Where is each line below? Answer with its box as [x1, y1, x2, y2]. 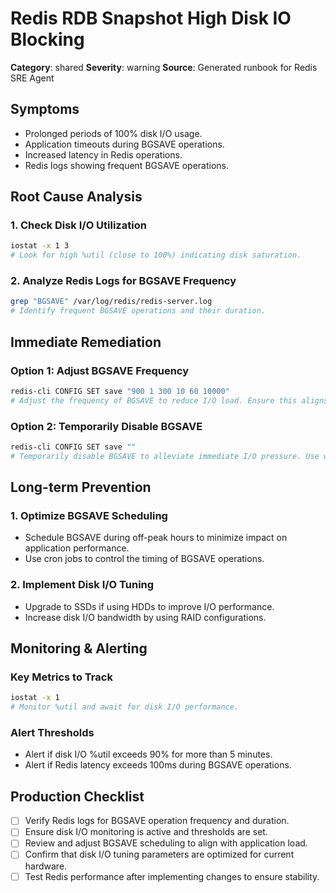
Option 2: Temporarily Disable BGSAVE [10, 419, 203, 433]
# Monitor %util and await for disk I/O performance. [10, 702, 240, 712]
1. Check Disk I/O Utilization [10, 218, 147, 232]
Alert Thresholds [10, 726, 95, 740]
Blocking [10, 28, 85, 51]
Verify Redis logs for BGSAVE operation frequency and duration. [24, 815, 290, 827]
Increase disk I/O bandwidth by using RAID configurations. [24, 611, 267, 623]
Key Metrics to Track [10, 670, 113, 684]
